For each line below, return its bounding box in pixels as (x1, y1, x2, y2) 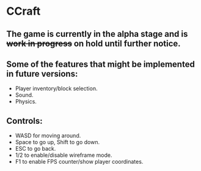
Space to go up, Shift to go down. (15, 139, 100, 146)
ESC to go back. (15, 145, 56, 153)
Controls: (6, 115, 43, 126)
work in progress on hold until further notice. (6, 38, 181, 48)
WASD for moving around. (15, 132, 81, 139)
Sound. (15, 91, 34, 99)
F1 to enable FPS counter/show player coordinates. (15, 158, 144, 165)
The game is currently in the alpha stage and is (6, 29, 188, 39)
